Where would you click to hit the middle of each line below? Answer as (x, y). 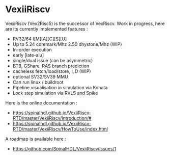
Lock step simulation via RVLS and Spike (55, 93)
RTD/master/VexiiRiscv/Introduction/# (52, 118)
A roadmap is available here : (36, 139)
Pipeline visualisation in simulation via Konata (60, 87)
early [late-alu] (28, 55)
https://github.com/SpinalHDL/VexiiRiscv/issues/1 (64, 148)
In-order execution (32, 49)
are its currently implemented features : (47, 29)
